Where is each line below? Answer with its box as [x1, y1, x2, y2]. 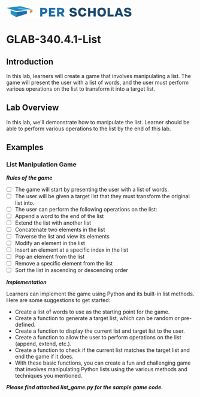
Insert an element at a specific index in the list [14, 246, 129, 253]
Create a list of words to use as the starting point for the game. [14, 308, 170, 315]
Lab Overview [6, 103, 59, 113]
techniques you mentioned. [14, 372, 83, 380]
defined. [14, 321, 36, 329]
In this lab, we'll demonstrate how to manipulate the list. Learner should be [6, 118, 190, 126]
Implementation [6, 279, 47, 286]
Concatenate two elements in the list [14, 226, 105, 233]
